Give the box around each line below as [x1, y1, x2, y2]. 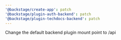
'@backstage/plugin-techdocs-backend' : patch [5, 16, 100, 21]
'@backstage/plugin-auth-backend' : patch [5, 12, 91, 17]
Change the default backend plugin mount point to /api [5, 30, 117, 36]
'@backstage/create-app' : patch [5, 7, 71, 12]
